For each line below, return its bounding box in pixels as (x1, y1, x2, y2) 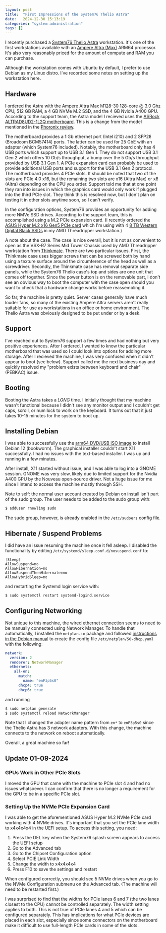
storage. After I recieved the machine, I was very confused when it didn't (5, 353, 154, 359)
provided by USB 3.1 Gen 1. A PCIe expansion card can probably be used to (5, 160, 159, 166)
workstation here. (5, 75, 41, 81)
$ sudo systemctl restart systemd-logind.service (5, 593, 110, 598)
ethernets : (9, 665, 32, 669)
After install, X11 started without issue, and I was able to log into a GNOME (5, 466, 156, 471)
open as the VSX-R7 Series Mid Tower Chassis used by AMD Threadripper (5, 242, 158, 248)
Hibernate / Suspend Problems (5, 529, 102, 537)
